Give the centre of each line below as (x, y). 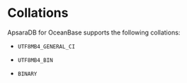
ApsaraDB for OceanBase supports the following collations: (94, 32)
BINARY (27, 74)
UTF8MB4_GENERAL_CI (46, 46)
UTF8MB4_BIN (35, 60)
